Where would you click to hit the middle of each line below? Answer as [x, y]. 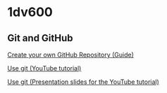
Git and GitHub [40, 38]
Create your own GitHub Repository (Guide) [70, 55]
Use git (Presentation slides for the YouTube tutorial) [83, 82]
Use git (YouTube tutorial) [44, 68]
